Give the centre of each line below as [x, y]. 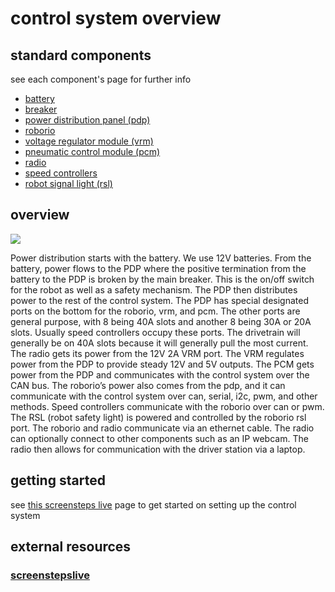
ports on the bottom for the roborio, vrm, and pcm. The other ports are [155, 311]
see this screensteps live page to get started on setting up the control [153, 504]
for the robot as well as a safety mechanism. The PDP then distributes [154, 289]
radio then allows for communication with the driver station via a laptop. [158, 449]
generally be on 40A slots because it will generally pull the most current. [159, 343]
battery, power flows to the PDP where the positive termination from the [158, 268]
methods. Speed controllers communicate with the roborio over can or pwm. [167, 406]
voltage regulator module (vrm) [89, 141]
